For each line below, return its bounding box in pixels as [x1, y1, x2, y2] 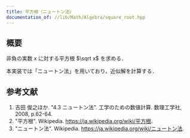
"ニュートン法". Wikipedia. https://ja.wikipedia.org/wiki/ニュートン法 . [14, 125, 184, 132]
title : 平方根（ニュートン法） [6, 8, 74, 15]
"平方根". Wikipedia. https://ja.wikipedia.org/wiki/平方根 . [14, 118, 153, 125]
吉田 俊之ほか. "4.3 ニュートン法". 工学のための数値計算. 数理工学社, [14, 104, 182, 111]
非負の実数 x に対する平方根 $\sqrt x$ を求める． [6, 55, 127, 62]
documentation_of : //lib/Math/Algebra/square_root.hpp [6, 14, 146, 20]
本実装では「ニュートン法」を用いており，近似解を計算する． [6, 68, 158, 75]
